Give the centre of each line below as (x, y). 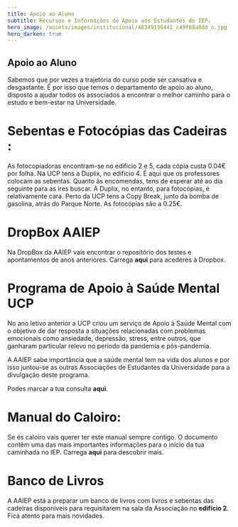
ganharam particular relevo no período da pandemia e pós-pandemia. (109, 346)
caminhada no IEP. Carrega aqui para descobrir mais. (86, 452)
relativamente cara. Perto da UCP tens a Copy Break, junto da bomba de (113, 196)
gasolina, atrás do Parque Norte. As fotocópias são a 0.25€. (95, 204)
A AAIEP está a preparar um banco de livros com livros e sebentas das (111, 500)
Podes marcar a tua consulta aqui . (58, 388)
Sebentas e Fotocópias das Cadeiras (117, 131)
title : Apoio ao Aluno (41, 14)
